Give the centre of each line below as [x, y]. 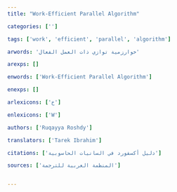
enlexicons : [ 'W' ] [34, 115]
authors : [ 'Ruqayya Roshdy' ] [50, 128]
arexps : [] [23, 64]
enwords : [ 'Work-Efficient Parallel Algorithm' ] [80, 77]
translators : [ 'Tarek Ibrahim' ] [54, 140]
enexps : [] [23, 90]
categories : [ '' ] [33, 26]
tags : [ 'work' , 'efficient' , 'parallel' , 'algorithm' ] [89, 39]
